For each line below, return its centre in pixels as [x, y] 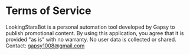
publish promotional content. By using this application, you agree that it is [95, 33]
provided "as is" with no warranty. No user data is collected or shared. [91, 39]
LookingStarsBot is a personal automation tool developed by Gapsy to [90, 27]
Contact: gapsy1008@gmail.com [45, 46]
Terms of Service [48, 11]
